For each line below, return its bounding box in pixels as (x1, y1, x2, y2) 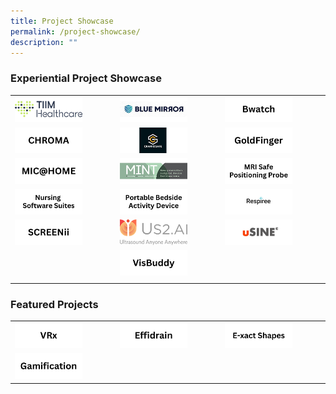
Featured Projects (10, 298, 99, 312)
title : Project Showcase (10, 16, 114, 26)
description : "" (10, 37, 78, 47)
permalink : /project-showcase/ (10, 26, 141, 37)
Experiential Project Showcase (10, 71, 162, 85)
